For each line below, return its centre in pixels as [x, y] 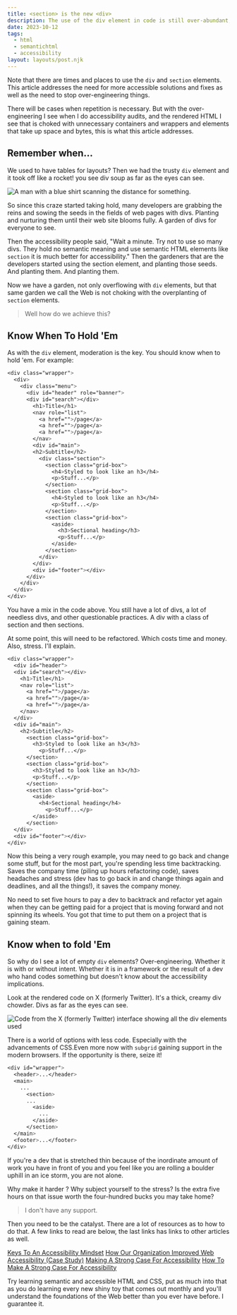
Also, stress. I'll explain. [42, 646]
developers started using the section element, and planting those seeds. [112, 264]
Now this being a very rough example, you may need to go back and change [118, 856]
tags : [15, 34]
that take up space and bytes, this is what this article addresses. [101, 131]
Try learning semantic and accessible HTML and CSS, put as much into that [117, 1281]
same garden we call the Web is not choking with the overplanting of [107, 292]
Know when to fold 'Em [59, 944]
